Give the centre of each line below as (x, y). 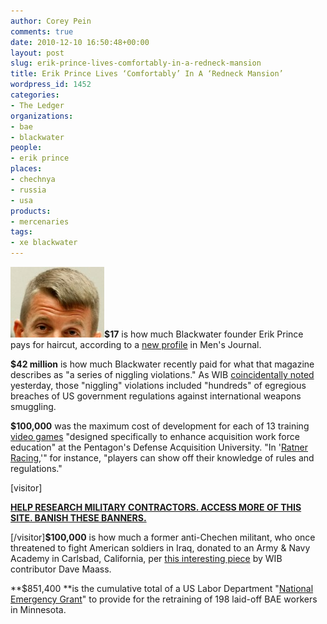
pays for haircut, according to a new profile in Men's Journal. (136, 344)
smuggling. (33, 406)
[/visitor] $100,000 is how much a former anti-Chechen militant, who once (163, 537)
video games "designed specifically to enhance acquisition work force (155, 436)
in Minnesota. (38, 609)
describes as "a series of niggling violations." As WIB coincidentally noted (162, 374)
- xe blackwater (44, 243)
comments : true (42, 31)
